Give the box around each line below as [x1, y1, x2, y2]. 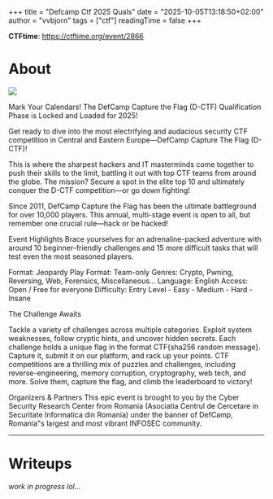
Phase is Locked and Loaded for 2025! [8, 110, 138, 120]
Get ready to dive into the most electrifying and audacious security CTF [8, 126, 248, 136]
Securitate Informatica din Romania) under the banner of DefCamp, [8, 409, 233, 419]
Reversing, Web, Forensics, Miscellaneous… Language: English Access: [8, 276, 249, 286]
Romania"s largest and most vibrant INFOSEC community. [8, 418, 202, 428]
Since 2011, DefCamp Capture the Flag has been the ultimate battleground [8, 201, 257, 211]
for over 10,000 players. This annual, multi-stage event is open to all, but [8, 209, 251, 219]
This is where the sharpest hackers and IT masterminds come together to [8, 159, 254, 169]
